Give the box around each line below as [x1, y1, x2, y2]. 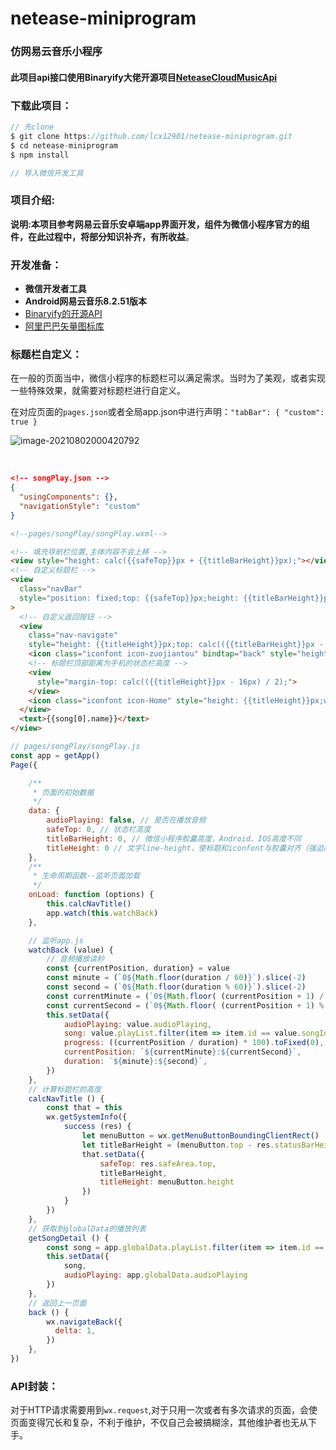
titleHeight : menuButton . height [99, 1177, 235, 1187]
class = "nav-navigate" [28, 630, 118, 641]
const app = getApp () [10, 750, 101, 761]
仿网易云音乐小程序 [10, 45, 103, 59]
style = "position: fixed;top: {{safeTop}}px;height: [19, 593, 240, 603]
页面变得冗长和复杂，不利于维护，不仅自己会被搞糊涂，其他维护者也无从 [10, 1417, 308, 1429]
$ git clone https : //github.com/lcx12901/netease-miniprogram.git [10, 131, 293, 141]
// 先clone [10, 122, 55, 132]
